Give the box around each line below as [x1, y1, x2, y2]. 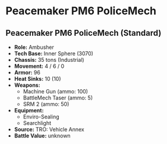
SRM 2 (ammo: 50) [23, 101, 70, 108]
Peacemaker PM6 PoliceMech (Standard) [5, 28, 162, 38]
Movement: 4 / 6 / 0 [14, 62, 65, 70]
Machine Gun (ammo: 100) [23, 88, 89, 95]
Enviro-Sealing [23, 113, 59, 120]
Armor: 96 [14, 69, 41, 76]
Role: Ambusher [14, 43, 55, 51]
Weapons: [14, 82, 40, 89]
